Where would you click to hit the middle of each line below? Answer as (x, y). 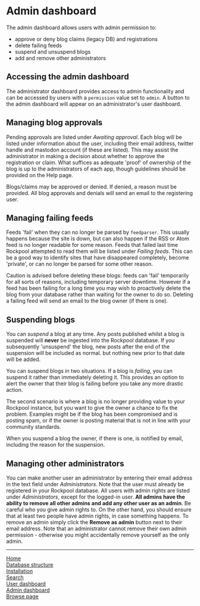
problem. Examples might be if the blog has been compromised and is (92, 414)
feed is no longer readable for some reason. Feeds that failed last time (92, 245)
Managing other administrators (65, 463)
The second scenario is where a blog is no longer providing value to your (96, 401)
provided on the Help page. (40, 175)
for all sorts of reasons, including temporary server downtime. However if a (98, 282)
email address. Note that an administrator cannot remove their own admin (96, 528)
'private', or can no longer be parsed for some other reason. (80, 264)
